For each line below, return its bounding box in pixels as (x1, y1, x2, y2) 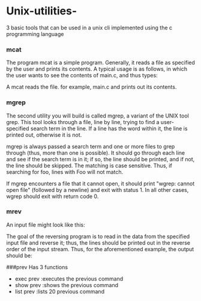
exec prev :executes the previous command (14, 275, 124, 282)
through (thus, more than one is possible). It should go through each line (6, 149, 185, 156)
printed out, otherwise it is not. (6, 131, 82, 139)
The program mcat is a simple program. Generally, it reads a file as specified (6, 59, 195, 67)
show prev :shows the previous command (14, 281, 119, 288)
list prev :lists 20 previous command (14, 288, 105, 295)
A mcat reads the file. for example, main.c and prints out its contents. (6, 83, 177, 91)
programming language (6, 30, 64, 37)
